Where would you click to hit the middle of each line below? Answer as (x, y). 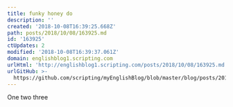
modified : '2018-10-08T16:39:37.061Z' (63, 52)
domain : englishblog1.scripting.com (60, 59)
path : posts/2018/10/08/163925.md (57, 33)
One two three (28, 97)
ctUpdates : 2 (26, 46)
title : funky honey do (40, 13)
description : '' (31, 20)
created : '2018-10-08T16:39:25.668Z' (62, 26)
